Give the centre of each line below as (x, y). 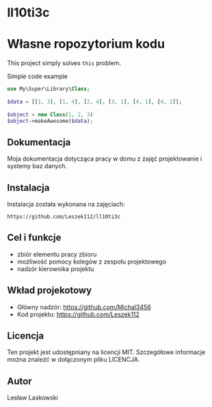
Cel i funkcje (34, 238)
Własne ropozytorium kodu (86, 44)
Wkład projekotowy (50, 291)
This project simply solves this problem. (64, 63)
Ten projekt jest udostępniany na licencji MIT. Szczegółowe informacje (106, 352)
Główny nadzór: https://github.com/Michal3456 (84, 307)
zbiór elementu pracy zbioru (57, 254)
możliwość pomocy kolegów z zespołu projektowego (91, 261)
